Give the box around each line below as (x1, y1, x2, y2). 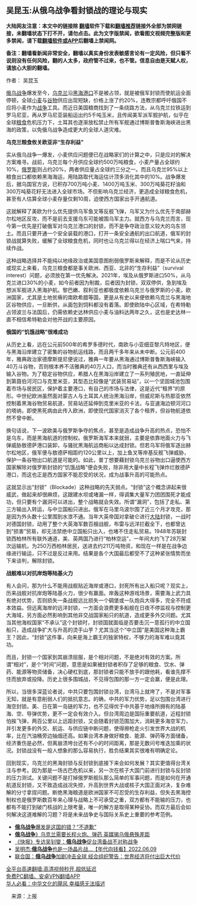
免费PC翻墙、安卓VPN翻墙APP (6, 873, 80, 880)
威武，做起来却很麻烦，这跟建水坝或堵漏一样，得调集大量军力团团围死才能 (6, 491, 186, 498)
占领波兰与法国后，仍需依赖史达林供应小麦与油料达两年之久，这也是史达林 (6, 308, 186, 315)
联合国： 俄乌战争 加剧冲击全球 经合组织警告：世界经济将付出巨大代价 (14, 853, 181, 860)
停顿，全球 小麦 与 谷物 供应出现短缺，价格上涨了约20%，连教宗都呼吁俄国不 (6, 97, 188, 104)
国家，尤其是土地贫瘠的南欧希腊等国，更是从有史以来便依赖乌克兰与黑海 (11, 294, 186, 301)
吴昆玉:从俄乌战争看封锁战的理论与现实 (6, 5, 148, 16)
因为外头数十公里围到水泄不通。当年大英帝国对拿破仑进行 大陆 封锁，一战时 (11, 513, 191, 520)
